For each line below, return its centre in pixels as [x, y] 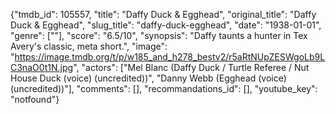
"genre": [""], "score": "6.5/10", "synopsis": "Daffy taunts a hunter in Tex [159, 35]
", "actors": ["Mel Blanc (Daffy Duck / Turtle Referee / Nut [191, 67]
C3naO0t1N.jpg [42, 67]
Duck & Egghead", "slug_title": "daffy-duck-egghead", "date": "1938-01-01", [166, 25]
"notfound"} [35, 99]
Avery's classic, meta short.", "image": [89, 46]
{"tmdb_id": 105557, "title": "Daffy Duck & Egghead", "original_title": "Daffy [163, 14]
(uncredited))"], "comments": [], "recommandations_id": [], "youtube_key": [164, 88]
